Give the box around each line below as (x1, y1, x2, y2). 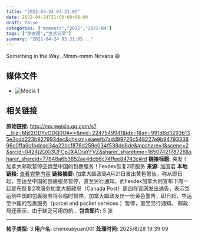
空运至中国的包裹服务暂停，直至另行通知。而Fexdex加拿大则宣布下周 (16, 177, 184, 184)
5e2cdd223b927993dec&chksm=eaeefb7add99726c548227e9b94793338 (6, 136, 189, 143)
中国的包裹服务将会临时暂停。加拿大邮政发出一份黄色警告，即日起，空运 (16, 192, 192, 199)
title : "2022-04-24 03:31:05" (6, 8, 81, 15)
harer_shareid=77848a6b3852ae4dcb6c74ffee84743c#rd (6, 155, 147, 162)
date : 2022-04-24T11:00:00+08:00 (6, 14, 88, 20)
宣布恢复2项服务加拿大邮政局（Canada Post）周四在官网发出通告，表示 (11, 185, 185, 192)
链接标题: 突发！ (148, 155, 188, 162)
